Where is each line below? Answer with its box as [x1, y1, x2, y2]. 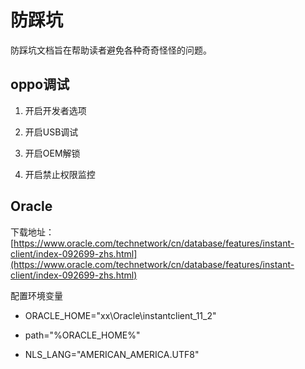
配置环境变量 [10, 289, 63, 301]
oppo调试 [10, 76, 70, 93]
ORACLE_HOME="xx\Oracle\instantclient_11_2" [24, 309, 217, 321]
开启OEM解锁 [24, 147, 81, 159]
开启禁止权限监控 [24, 168, 96, 180]
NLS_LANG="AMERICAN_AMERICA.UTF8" [24, 348, 200, 360]
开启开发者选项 [24, 104, 87, 116]
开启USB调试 [24, 126, 79, 138]
